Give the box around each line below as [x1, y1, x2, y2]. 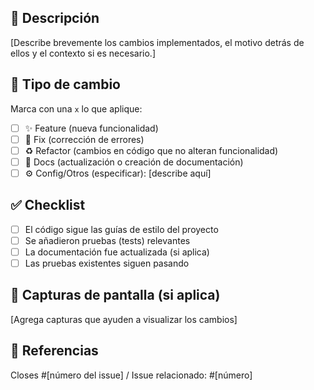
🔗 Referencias [10, 342, 99, 360]
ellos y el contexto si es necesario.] [10, 47, 156, 59]
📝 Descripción [10, 10, 100, 27]
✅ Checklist [10, 197, 86, 214]
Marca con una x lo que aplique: [10, 102, 143, 115]
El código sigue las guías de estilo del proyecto [24, 223, 219, 235]
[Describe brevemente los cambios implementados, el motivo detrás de [10, 36, 305, 48]
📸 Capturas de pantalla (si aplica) [10, 287, 221, 304]
